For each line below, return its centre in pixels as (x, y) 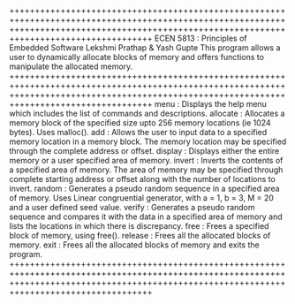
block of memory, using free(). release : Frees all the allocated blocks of (140, 236)
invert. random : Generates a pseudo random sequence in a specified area (144, 188)
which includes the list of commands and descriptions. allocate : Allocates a (147, 113)
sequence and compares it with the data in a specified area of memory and (146, 217)
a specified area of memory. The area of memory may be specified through (146, 170)
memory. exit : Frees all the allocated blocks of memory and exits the (134, 245)
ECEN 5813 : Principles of (200, 38)
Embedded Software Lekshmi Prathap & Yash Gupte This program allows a (145, 48)
